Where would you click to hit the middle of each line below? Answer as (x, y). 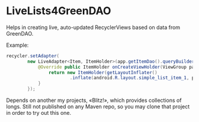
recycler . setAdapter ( (33, 56)
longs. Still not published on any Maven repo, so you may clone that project (98, 107)
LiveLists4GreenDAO (59, 11)
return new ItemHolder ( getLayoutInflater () (103, 72)
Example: (17, 45)
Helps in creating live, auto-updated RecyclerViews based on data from (93, 27)
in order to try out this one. (39, 113)
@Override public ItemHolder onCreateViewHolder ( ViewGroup (112, 67)
